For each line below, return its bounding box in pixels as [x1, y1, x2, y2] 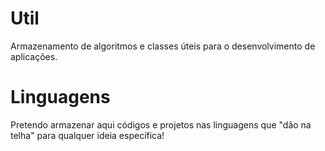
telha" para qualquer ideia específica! [10, 129, 165, 141]
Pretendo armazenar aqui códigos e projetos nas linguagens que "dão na [10, 118, 312, 131]
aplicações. [10, 50, 58, 62]
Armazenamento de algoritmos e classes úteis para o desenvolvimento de [10, 40, 316, 52]
